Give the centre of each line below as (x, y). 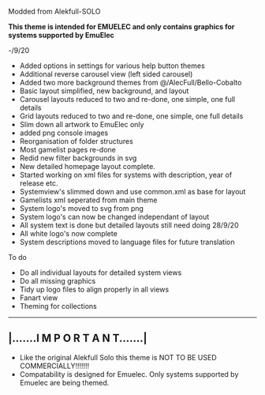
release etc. (39, 183)
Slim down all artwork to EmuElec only (82, 124)
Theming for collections (58, 306)
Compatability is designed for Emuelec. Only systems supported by (129, 374)
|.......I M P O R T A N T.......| (78, 339)
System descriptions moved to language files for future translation (127, 242)
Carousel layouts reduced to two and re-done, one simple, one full (127, 99)
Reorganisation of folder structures (77, 141)
